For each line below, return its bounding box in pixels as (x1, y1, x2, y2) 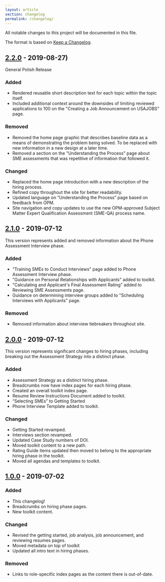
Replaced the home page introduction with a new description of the (12, 179, 149, 185)
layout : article (5, 7, 38, 12)
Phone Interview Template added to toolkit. (12, 403, 99, 409)
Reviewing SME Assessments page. (12, 287, 85, 293)
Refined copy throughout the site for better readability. (12, 189, 123, 195)
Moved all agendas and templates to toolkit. (12, 458, 101, 464)
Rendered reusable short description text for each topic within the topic (12, 90, 157, 96)
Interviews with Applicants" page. (12, 298, 81, 304)
